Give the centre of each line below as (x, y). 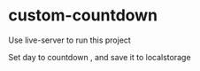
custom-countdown (83, 16)
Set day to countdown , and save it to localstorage (100, 57)
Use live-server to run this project (70, 40)
